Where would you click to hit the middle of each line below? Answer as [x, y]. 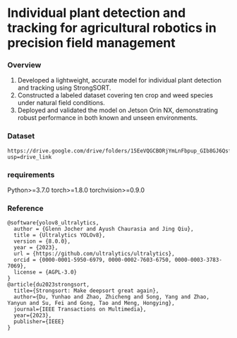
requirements [31, 174]
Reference [25, 208]
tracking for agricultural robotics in [112, 28]
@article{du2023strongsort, [49, 285]
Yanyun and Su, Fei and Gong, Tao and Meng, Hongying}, [91, 303]
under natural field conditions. [61, 103]
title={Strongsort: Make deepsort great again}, [86, 291]
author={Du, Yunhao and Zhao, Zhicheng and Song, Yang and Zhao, [112, 297]
